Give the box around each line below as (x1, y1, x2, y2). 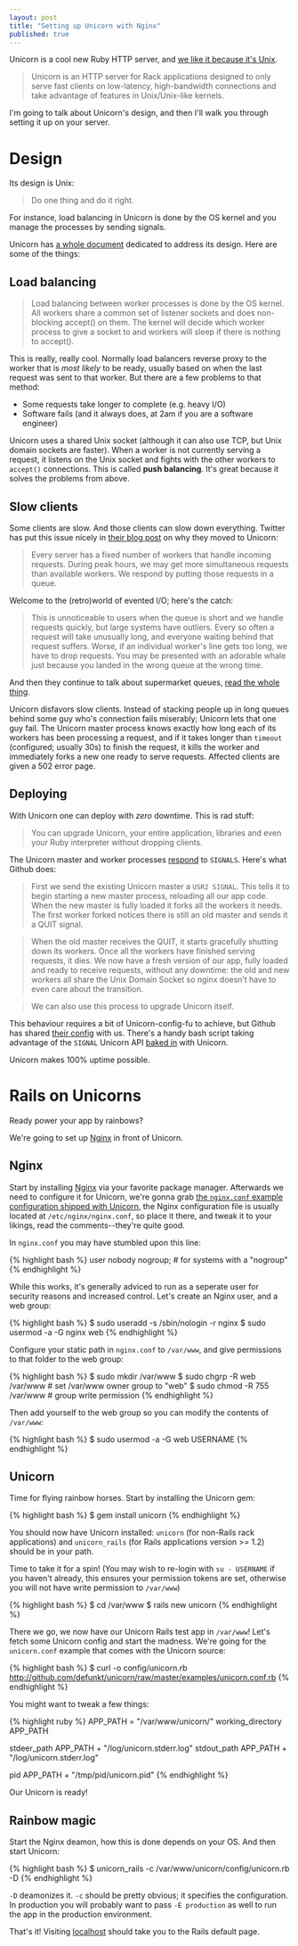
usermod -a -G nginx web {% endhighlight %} (9, 1326, 178, 1338)
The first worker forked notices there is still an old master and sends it (30, 909, 288, 919)
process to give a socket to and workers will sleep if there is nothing (30, 326, 281, 337)
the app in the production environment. (9, 1909, 153, 1920)
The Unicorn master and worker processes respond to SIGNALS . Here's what (9, 853, 287, 865)
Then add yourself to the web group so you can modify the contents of (9, 1406, 270, 1418)
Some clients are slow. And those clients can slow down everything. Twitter (9, 523, 286, 533)
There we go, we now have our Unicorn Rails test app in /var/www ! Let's (9, 1627, 271, 1637)
